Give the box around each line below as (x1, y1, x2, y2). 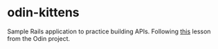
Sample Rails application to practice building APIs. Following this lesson (7, 27, 211, 35)
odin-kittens (7, 5, 80, 20)
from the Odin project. (7, 34, 71, 42)
